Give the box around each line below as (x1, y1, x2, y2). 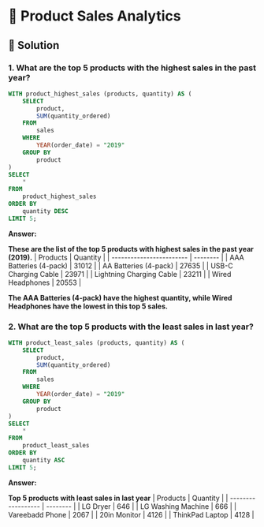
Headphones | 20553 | (8, 278, 81, 287)
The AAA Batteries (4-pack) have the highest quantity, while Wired (8, 293, 232, 302)
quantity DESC (22, 207, 69, 215)
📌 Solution (8, 39, 60, 52)
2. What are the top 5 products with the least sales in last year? (8, 321, 254, 332)
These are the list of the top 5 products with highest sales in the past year (8, 244, 254, 253)
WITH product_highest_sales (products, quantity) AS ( (8, 90, 192, 98)
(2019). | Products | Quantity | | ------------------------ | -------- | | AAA (8, 252, 244, 262)
